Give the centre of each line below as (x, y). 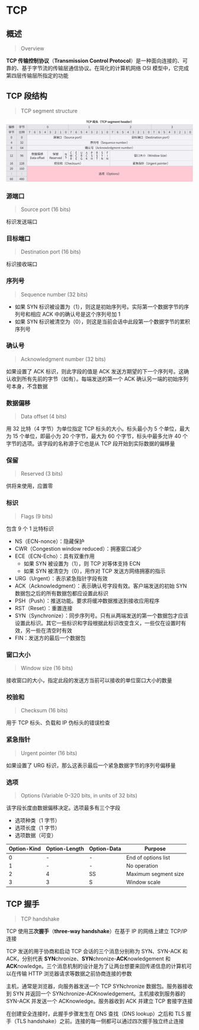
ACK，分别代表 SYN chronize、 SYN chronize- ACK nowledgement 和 (88, 959)
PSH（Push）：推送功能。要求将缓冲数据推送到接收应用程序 (87, 601)
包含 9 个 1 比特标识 (30, 528)
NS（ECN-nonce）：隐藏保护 (49, 541)
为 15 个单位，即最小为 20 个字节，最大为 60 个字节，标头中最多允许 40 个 (97, 436)
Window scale (144, 882)
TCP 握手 (23, 904)
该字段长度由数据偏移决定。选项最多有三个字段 (63, 808)
